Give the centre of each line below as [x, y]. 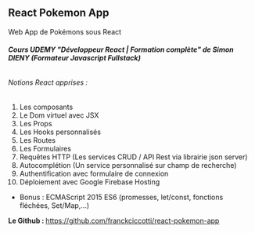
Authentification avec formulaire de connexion [94, 173]
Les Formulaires [45, 148]
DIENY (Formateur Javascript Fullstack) [74, 58]
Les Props [36, 123]
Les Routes [38, 140]
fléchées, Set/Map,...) [54, 205]
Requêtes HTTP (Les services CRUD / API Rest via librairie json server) [133, 157]
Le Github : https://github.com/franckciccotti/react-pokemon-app [114, 220]
